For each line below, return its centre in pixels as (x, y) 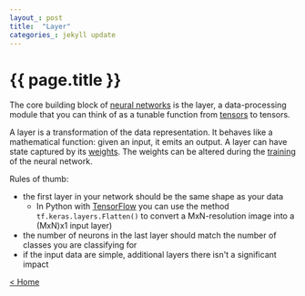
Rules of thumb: (39, 179)
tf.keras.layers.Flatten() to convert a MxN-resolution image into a (165, 216)
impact (36, 264)
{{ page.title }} (66, 80)
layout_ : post (36, 18)
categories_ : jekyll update (63, 35)
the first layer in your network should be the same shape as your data (153, 197)
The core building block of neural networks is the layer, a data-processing (148, 105)
